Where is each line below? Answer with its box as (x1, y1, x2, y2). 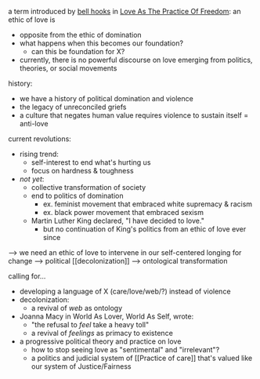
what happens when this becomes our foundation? (19, 38, 184, 48)
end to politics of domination (31, 191, 124, 200)
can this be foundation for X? (31, 47, 125, 56)
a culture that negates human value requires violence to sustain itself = (19, 111, 249, 120)
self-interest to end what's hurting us (31, 158, 151, 167)
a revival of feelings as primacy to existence (31, 329, 174, 337)
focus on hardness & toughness (31, 166, 135, 175)
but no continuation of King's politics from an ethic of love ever (42, 224, 247, 234)
